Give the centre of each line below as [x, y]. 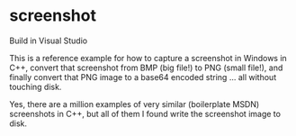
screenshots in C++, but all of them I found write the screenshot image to [145, 113]
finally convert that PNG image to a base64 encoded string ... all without [143, 77]
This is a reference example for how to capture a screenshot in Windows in [148, 58]
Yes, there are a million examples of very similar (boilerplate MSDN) [135, 104]
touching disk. [36, 86]
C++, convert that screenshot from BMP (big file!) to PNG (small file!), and [146, 68]
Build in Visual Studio [49, 41]
